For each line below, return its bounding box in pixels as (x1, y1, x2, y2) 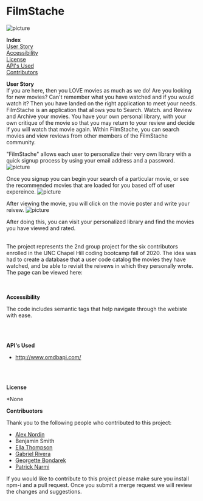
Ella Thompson (15, 443, 53, 451)
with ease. (6, 312, 32, 319)
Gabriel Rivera (15, 450, 51, 457)
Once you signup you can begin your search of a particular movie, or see (6, 175, 190, 182)
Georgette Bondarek (15, 457, 66, 464)
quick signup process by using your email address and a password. (6, 156, 175, 164)
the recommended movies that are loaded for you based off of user (6, 181, 175, 189)
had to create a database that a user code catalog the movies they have (6, 256, 187, 263)
